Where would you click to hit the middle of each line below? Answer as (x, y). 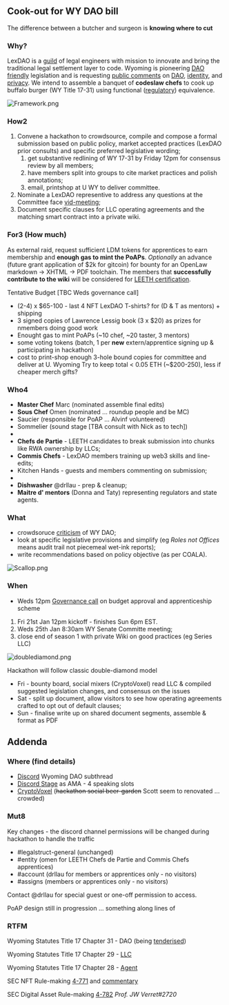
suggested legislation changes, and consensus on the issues (104, 691)
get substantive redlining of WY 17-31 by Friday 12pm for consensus (124, 159)
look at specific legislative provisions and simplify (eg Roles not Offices (118, 540)
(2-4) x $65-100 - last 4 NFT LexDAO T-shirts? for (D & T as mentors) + (119, 305)
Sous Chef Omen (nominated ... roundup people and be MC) (103, 412)
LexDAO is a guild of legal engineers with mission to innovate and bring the (113, 61)
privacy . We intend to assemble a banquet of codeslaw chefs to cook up (111, 83)
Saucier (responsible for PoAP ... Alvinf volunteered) (91, 419)
